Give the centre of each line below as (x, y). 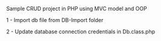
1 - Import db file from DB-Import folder (55, 20)
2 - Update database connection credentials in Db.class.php (81, 31)
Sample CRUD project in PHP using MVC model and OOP (77, 9)
